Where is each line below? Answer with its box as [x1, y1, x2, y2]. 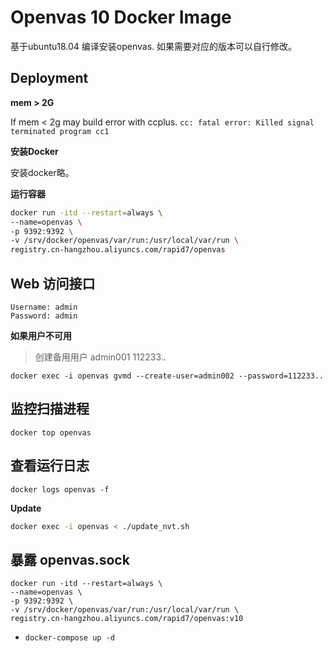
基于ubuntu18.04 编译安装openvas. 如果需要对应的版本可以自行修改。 [10, 40, 298, 52]
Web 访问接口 [10, 275, 96, 292]
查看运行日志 [10, 457, 90, 475]
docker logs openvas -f [10, 484, 110, 495]
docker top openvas [10, 427, 92, 438]
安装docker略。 [10, 166, 75, 178]
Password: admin [10, 311, 78, 321]
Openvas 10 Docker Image [10, 6, 232, 29]
